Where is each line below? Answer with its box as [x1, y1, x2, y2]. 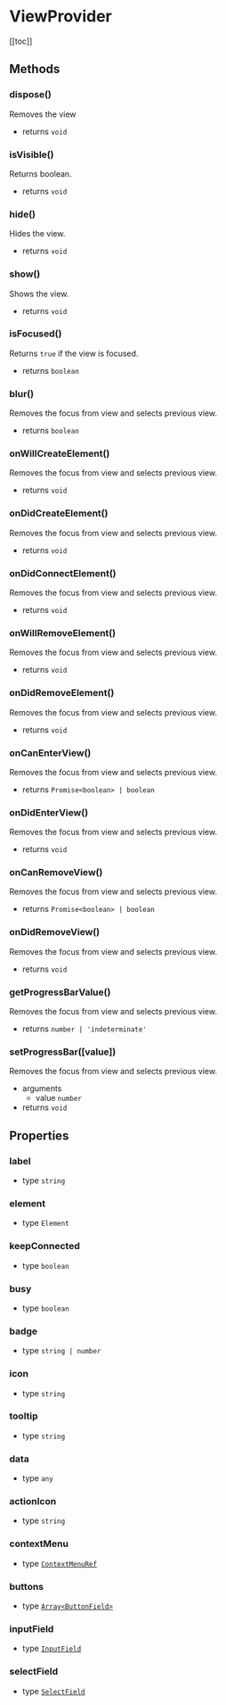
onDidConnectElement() [9, 567, 117, 579]
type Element [21, 1218, 69, 1229]
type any [21, 1473, 53, 1484]
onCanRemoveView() [9, 866, 103, 879]
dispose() [9, 88, 52, 101]
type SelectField [21, 1685, 85, 1696]
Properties [9, 1128, 69, 1143]
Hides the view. [9, 228, 66, 239]
